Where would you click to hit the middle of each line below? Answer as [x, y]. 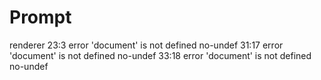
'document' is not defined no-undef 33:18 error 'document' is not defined [160, 55]
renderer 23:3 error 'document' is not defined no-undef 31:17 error [146, 45]
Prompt [40, 17]
